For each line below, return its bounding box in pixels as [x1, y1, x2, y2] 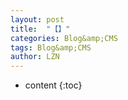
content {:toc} [24, 79, 83, 91]
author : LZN [10, 52, 60, 62]
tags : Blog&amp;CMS [10, 42, 92, 53]
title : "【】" [10, 24, 71, 34]
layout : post [10, 14, 65, 25]
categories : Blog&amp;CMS [10, 33, 118, 43]
